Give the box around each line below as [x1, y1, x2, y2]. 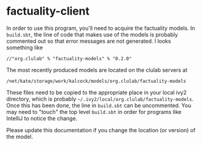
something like [6, 44, 43, 51]
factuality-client [6, 4, 90, 18]
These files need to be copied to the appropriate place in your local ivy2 [6, 88, 187, 96]
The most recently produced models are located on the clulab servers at [6, 66, 187, 74]
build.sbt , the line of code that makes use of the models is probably [6, 30, 178, 38]
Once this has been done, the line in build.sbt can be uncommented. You [6, 102, 192, 109]
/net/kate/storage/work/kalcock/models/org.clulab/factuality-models [6, 78, 187, 84]
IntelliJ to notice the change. [6, 115, 78, 122]
